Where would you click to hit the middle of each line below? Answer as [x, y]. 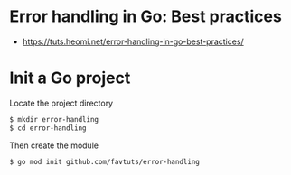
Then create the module [54, 145]
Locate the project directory [61, 103]
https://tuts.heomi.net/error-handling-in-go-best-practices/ [133, 41]
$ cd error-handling [48, 128]
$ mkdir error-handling [54, 119]
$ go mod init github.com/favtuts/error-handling [105, 161]
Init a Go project [70, 78]
